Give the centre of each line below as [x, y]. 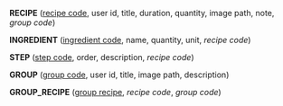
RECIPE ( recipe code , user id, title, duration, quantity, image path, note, [142, 13]
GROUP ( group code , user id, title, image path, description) [119, 75]
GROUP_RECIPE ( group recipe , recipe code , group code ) [115, 92]
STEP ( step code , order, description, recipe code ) [102, 57]
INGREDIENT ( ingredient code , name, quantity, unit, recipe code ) [130, 40]
